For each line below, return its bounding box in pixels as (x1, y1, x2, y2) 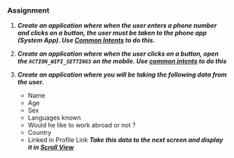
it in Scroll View (27, 143, 75, 152)
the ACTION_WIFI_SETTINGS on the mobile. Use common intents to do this (17, 57, 227, 65)
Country (27, 128, 52, 137)
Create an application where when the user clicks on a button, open (17, 49, 219, 58)
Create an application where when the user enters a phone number (17, 22, 217, 30)
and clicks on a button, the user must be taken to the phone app (17, 29, 207, 37)
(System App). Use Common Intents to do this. (17, 36, 156, 45)
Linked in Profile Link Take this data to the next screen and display (27, 136, 224, 144)
